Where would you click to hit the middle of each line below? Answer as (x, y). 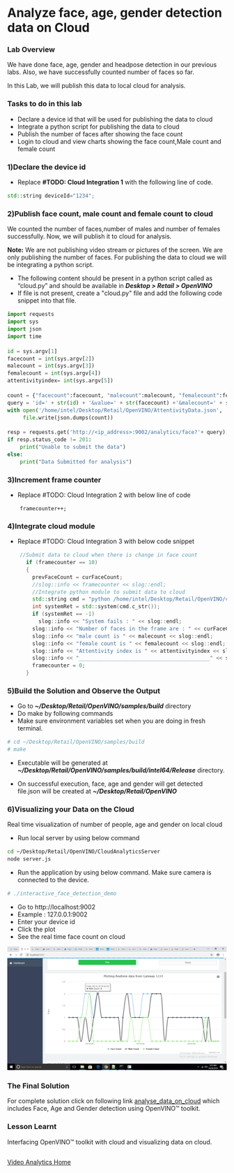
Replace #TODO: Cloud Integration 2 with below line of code (104, 495)
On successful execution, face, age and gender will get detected (110, 784)
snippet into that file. (47, 301)
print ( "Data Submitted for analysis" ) (76, 462)
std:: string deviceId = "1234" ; (51, 196)
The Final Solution (38, 1086)
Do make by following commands (65, 714)
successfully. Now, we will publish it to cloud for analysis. (89, 236)
